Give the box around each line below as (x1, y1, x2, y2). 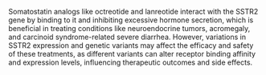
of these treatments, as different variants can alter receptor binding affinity (8, 49, 256, 58)
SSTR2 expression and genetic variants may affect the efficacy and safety (8, 41, 254, 50)
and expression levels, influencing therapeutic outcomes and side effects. (8, 57, 253, 67)
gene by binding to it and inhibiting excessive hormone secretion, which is (8, 15, 254, 25)
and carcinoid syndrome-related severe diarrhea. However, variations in (8, 32, 247, 41)
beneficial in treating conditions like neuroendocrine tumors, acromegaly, (8, 24, 251, 33)
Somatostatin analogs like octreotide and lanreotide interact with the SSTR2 (8, 7, 259, 16)
